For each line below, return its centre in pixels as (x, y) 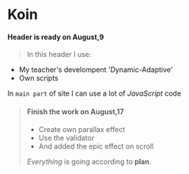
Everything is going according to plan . (89, 161)
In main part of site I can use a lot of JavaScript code (94, 93)
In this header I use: (59, 55)
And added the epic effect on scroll (96, 146)
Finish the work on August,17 (75, 112)
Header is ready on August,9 (56, 36)
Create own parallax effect (82, 129)
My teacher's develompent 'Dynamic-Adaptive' (96, 70)
